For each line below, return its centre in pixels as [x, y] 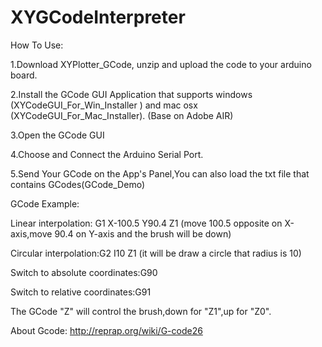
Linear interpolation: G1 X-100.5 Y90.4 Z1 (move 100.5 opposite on [146, 223]
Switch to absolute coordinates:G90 [84, 272]
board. [24, 75]
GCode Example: [45, 203]
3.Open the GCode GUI [57, 135]
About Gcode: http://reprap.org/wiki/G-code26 [106, 330]
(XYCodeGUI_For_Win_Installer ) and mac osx [104, 105]
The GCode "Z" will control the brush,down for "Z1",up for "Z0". [141, 311]
